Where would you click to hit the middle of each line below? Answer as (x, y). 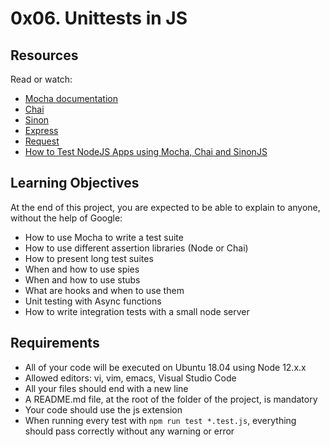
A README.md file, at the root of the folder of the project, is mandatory (171, 399)
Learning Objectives (75, 183)
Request (42, 141)
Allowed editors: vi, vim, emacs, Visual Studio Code (130, 378)
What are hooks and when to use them (104, 290)
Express (41, 130)
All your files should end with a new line (106, 388)
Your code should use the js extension (103, 409)
